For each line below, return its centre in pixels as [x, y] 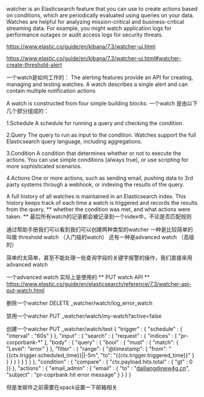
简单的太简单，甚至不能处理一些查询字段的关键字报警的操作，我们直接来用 [99, 258]
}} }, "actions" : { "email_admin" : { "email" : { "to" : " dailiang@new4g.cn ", [98, 368]
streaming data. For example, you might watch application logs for [89, 28]
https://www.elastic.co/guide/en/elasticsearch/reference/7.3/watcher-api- [99, 284]
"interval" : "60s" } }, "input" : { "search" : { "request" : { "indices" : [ [92, 336]
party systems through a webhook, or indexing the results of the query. [95, 184]
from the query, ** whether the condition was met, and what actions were [98, 209]
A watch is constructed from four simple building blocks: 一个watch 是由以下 [102, 103]
